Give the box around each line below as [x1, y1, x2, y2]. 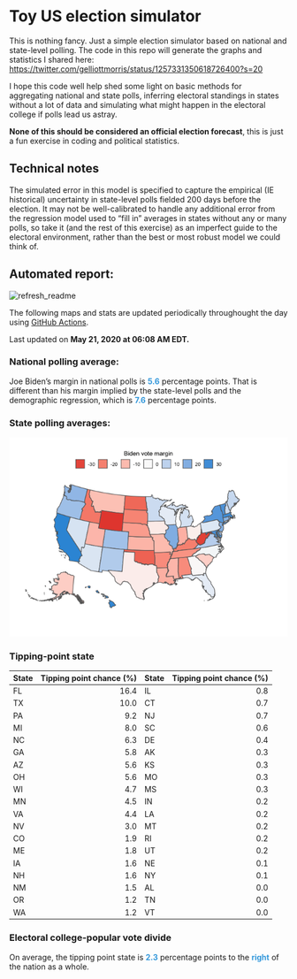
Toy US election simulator [9, 6, 202, 27]
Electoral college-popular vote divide [9, 931, 172, 944]
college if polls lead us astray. [9, 109, 118, 119]
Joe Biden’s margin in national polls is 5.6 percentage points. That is [9, 376, 258, 386]
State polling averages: [9, 417, 110, 429]
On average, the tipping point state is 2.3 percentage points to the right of [9, 952, 280, 962]
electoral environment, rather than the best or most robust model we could [9, 232, 281, 242]
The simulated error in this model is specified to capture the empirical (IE [9, 184, 274, 195]
